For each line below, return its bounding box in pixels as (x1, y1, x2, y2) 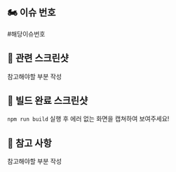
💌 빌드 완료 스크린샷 (7, 95, 88, 107)
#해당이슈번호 (7, 29, 46, 38)
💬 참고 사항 (7, 137, 53, 149)
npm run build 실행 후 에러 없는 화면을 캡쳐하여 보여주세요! (7, 114, 170, 123)
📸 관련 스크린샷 (7, 52, 69, 65)
